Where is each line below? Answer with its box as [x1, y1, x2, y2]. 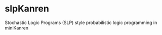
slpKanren [5, 3, 49, 14]
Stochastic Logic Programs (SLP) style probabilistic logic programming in [5, 19, 157, 25]
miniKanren [5, 24, 29, 30]
